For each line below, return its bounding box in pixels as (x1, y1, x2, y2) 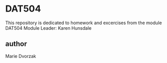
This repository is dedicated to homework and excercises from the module (5, 20, 162, 26)
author (5, 40, 27, 48)
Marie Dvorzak (5, 53, 37, 59)
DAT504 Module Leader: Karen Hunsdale (5, 25, 92, 31)
